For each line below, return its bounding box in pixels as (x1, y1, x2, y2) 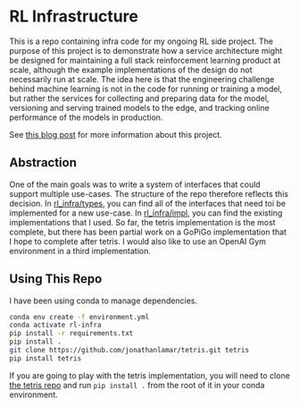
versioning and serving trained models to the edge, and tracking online (9, 102, 270, 113)
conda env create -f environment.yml (9, 312, 150, 321)
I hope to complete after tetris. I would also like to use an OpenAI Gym (9, 235, 266, 247)
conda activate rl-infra (9, 320, 102, 330)
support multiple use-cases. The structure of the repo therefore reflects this (9, 188, 288, 199)
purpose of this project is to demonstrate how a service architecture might (9, 45, 283, 55)
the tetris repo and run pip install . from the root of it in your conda (9, 379, 265, 390)
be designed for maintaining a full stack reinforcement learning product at (9, 55, 281, 65)
